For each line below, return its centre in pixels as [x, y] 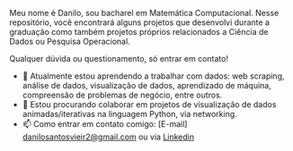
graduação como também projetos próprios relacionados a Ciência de [139, 32]
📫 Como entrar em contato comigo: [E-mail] [105, 124]
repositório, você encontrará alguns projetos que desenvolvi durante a [139, 22]
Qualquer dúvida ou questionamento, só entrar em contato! [119, 59]
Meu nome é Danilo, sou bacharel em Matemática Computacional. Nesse [144, 13]
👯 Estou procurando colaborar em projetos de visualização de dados [149, 105]
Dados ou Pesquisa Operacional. [70, 41]
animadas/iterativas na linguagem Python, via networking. [130, 114]
